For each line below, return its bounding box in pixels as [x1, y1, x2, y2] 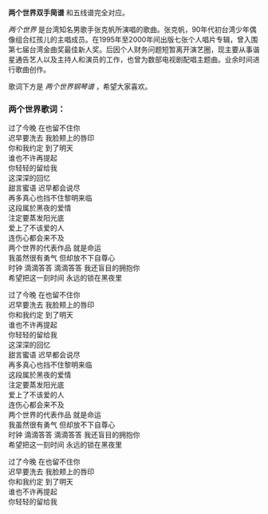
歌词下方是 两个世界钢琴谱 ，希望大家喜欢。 [8, 82, 152, 91]
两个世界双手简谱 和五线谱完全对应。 [8, 8, 129, 17]
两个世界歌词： [8, 103, 66, 114]
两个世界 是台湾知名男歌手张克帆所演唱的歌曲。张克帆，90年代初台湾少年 [8, 25, 250, 34]
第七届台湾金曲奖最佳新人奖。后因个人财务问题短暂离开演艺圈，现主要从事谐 [8, 45, 260, 54]
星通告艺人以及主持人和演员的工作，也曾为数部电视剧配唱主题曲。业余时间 [8, 55, 253, 64]
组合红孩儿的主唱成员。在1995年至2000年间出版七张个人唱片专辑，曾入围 [14, 35, 258, 44]
